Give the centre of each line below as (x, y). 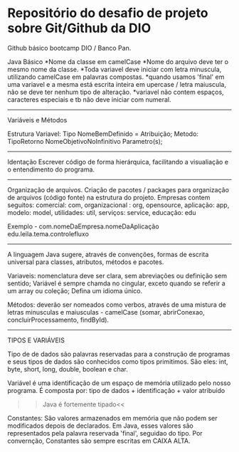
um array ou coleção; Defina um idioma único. (75, 290)
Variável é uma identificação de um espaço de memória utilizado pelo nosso (119, 383)
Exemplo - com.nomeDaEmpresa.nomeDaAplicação (83, 226)
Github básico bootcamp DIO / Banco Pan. (69, 48)
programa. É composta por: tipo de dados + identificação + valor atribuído (116, 390)
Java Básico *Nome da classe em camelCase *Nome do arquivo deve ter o (118, 61)
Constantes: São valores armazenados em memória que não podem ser (112, 418)
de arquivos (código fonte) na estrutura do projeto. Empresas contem (109, 197)
